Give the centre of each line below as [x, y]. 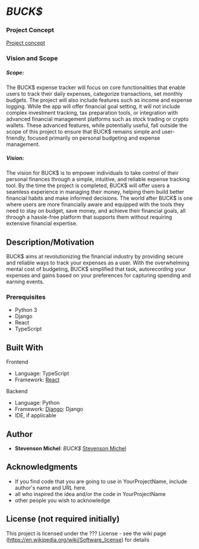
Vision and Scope [32, 58]
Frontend [17, 362]
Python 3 [26, 310]
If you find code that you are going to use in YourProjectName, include [101, 481]
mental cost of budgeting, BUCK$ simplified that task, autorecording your [96, 269]
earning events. [25, 282]
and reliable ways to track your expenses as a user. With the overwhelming [98, 263]
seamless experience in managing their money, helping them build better [95, 192]
